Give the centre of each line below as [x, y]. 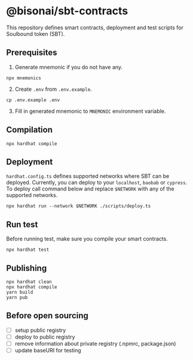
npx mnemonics [24, 78]
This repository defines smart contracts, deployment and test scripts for [95, 27]
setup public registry [40, 330]
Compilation [29, 130]
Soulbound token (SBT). [36, 33]
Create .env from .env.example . [53, 89]
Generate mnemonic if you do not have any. [69, 67]
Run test [22, 224]
